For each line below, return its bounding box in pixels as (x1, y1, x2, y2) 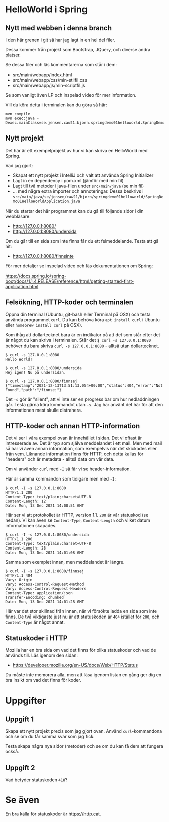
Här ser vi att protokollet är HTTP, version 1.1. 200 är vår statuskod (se (5, 512, 149, 518)
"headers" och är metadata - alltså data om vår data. (5, 456, 115, 462)
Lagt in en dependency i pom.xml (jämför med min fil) (12, 177, 124, 183)
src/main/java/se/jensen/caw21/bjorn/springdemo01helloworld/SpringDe (12, 194, 164, 199)
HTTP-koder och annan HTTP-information (5, 422, 140, 430)
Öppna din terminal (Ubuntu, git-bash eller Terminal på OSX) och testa (5, 311, 151, 317)
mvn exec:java (5, 116, 35, 121)
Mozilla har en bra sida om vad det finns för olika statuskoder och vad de (5, 647, 156, 653)
